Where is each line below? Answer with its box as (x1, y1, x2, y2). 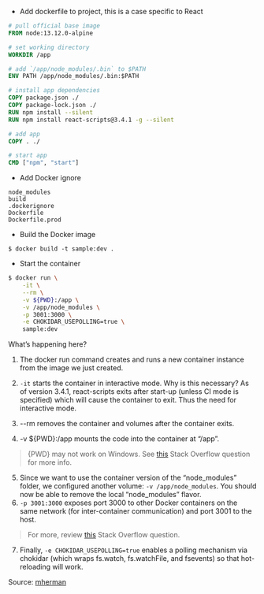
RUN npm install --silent (8, 108, 93, 117)
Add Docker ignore (19, 173, 81, 183)
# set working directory (8, 43, 90, 51)
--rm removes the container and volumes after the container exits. (19, 419, 235, 429)
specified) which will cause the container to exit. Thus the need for (19, 395, 237, 405)
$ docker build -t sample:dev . (8, 245, 114, 253)
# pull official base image (8, 22, 101, 30)
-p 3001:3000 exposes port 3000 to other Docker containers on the (19, 498, 238, 507)
